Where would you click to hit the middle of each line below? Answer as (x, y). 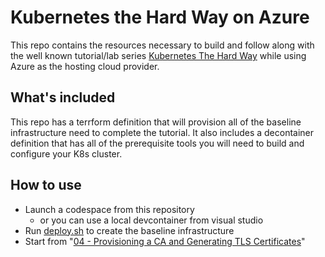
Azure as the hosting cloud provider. (85, 66)
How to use (46, 185)
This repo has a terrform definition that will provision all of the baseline (156, 122)
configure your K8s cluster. (66, 153)
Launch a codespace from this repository (109, 209)
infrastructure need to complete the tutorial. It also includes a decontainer (162, 132)
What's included (63, 97)
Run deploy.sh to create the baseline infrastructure (129, 230)
